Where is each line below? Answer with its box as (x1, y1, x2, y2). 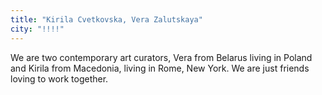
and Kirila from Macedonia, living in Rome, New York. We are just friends (10, 62, 310, 74)
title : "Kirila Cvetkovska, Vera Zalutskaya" (10, 14, 203, 25)
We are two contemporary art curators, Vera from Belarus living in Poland (10, 51, 313, 63)
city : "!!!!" (10, 24, 65, 34)
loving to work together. (10, 72, 109, 85)
